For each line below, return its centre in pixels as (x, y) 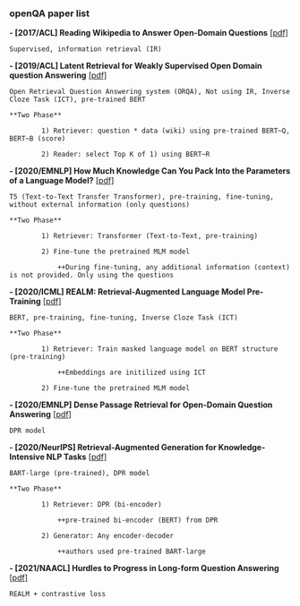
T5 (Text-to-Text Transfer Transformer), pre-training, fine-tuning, (142, 197)
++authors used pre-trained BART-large (131, 552)
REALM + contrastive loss (57, 594)
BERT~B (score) (38, 139)
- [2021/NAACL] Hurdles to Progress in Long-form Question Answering (144, 568)
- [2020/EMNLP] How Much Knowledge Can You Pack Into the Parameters (150, 171)
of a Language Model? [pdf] (62, 181)
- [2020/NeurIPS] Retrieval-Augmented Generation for (113, 448)
